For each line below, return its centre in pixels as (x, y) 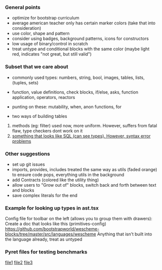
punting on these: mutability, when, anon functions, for (67, 107)
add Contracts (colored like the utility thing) (56, 180)
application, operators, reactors (43, 97)
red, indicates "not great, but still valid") (52, 54)
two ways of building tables (40, 116)
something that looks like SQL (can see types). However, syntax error (81, 136)
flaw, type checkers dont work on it (47, 131)
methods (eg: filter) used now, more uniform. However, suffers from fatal (85, 125)
